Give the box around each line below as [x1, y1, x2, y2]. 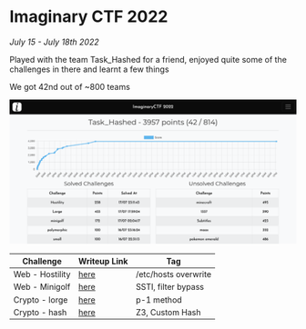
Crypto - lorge [13, 294, 68, 305]
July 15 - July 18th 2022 [9, 36, 99, 47]
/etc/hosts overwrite [135, 269, 212, 280]
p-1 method [135, 294, 182, 305]
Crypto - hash [13, 306, 67, 317]
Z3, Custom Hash [135, 306, 201, 317]
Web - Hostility [13, 269, 71, 280]
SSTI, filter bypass [135, 282, 205, 293]
